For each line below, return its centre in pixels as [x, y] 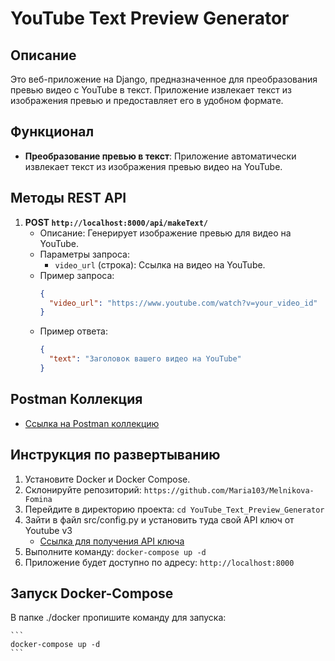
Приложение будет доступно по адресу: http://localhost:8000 [159, 562]
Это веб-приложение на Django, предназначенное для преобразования [164, 79]
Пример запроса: [77, 275]
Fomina [38, 499]
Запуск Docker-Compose [92, 593]
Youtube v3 [48, 530]
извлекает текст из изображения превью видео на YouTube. [153, 166]
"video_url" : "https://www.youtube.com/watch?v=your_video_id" [183, 303]
